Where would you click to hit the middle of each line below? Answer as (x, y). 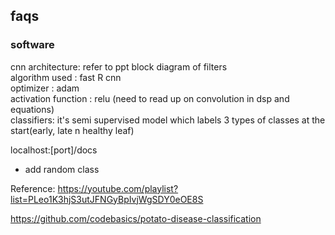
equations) (32, 109)
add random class (62, 169)
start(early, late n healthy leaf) (72, 130)
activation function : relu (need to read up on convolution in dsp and (150, 98)
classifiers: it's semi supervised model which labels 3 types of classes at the (168, 120)
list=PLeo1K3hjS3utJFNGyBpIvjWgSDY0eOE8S (107, 199)
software (32, 45)
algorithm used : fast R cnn (66, 77)
